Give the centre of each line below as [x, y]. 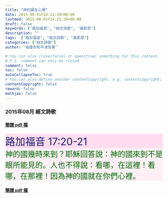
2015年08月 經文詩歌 [31, 112]
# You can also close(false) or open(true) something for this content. [82, 56]
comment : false [21, 66]
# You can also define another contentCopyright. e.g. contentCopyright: [84, 80]
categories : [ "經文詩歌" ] [31, 43]
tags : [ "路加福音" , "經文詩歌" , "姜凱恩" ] [47, 38]
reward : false [20, 89]
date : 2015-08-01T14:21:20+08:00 [40, 15]
